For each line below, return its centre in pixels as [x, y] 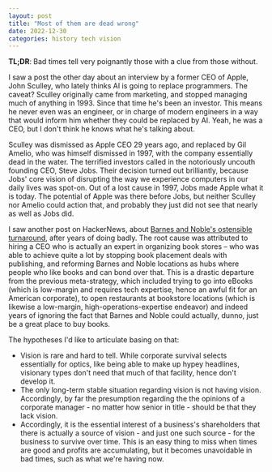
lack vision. [39, 416]
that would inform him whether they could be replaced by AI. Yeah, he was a [136, 120]
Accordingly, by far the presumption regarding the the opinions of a [132, 399]
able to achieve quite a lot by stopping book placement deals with [118, 255]
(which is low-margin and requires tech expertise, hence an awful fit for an [133, 290]
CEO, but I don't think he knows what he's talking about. [102, 129]
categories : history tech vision [65, 39]
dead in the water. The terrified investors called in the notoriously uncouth [132, 162]
